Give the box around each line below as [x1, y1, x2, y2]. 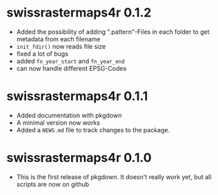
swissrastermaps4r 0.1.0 [6, 150, 152, 166]
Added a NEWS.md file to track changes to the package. [16, 125, 170, 134]
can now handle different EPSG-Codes [16, 64, 127, 72]
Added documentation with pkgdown [16, 111, 122, 119]
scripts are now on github [16, 180, 90, 188]
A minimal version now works [16, 119, 101, 127]
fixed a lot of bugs [16, 50, 68, 58]
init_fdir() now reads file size [16, 42, 106, 50]
